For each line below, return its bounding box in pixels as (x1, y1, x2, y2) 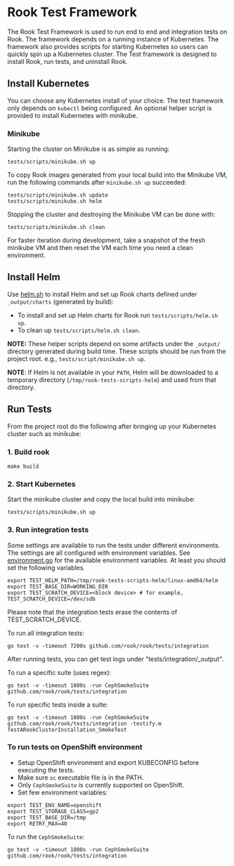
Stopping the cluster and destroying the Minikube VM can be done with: (7, 210, 216, 218)
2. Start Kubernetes (7, 479, 76, 489)
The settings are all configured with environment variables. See (7, 549, 191, 557)
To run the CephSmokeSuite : (7, 832, 85, 841)
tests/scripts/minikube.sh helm (7, 198, 102, 205)
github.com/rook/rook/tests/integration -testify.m (7, 720, 162, 727)
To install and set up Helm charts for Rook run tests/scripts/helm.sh (17, 310, 219, 320)
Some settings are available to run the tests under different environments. (7, 541, 221, 549)
